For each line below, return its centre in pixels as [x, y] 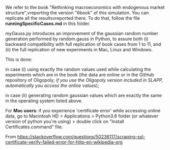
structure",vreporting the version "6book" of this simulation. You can [77, 13]
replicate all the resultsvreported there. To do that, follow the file [73, 18]
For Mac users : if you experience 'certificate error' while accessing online [83, 111]
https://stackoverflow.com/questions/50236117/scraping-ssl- [81, 137]
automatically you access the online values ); [52, 85]
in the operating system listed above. [44, 101]
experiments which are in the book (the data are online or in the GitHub [80, 75]
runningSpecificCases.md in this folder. [48, 23]
